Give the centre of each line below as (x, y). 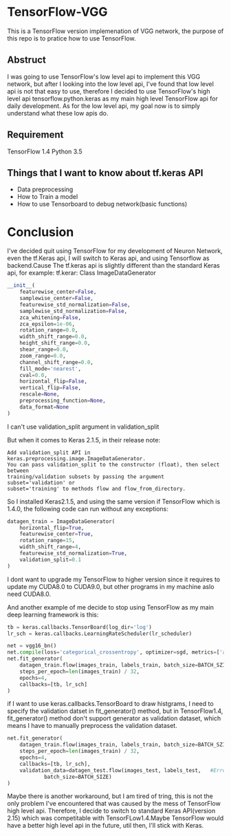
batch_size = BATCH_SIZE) (78, 777)
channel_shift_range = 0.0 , (57, 362)
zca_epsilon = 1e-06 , (47, 324)
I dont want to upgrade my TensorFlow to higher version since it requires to (114, 579)
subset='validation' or (41, 482)
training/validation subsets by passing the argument (86, 476)
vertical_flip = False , (50, 388)
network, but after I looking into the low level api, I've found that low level (111, 84)
